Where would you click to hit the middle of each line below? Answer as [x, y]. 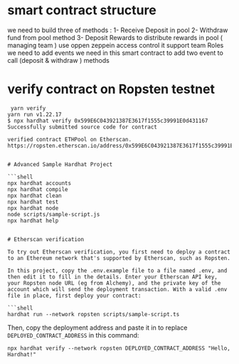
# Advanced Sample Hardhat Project [60, 164]
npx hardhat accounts [39, 183]
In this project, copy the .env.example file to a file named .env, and [117, 271]
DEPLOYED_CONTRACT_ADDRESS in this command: [73, 335]
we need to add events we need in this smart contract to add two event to [116, 53]
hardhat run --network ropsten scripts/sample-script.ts [94, 314]
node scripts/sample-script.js [54, 214]
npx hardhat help [33, 221]
